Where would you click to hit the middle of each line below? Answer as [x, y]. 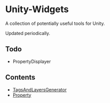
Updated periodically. [28, 33]
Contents [20, 77]
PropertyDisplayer [32, 61]
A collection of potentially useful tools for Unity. [55, 23]
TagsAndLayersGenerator [40, 89]
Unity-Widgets [37, 9]
